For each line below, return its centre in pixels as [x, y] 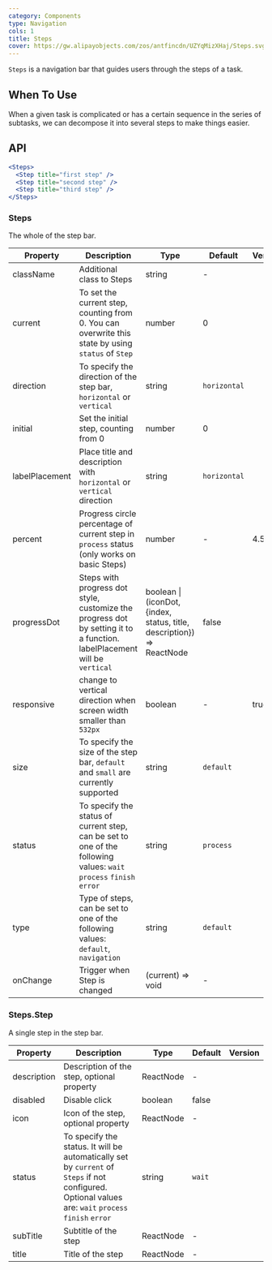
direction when [107, 700]
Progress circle [108, 514]
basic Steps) [103, 565]
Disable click [87, 1100]
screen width [104, 711]
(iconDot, [163, 602]
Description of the [98, 1066]
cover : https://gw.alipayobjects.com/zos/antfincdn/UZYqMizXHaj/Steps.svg [137, 46]
